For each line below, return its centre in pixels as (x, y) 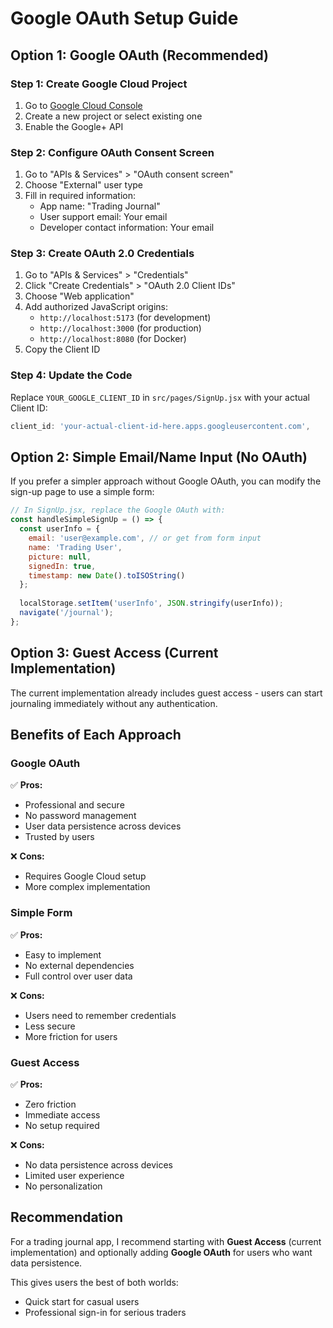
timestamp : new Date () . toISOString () (107, 575)
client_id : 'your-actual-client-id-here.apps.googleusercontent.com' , (160, 426)
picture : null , (60, 557)
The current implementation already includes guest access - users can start (166, 693)
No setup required (62, 1125)
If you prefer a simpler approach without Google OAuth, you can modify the (166, 481)
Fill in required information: (80, 196)
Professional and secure (74, 805)
